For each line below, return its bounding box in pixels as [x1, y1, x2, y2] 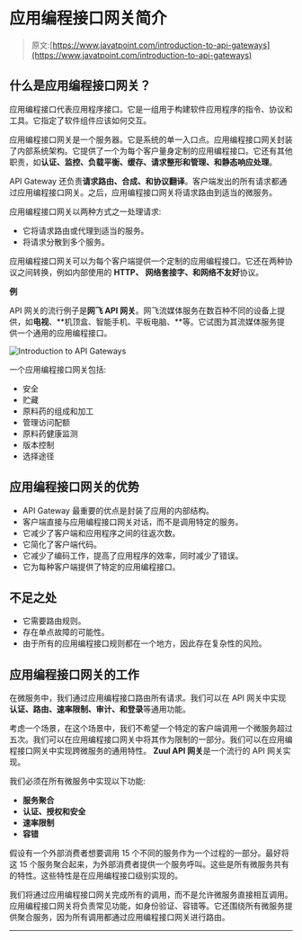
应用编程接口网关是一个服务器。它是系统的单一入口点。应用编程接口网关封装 [9, 134, 293, 145]
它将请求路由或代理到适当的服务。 [22, 225, 149, 236]
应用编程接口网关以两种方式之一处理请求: [9, 206, 162, 217]
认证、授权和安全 [22, 806, 86, 817]
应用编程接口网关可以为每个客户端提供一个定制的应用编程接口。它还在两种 [9, 255, 285, 266]
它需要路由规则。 [22, 615, 86, 626]
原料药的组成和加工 [22, 406, 94, 416]
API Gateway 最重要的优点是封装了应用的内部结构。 [22, 505, 214, 515]
